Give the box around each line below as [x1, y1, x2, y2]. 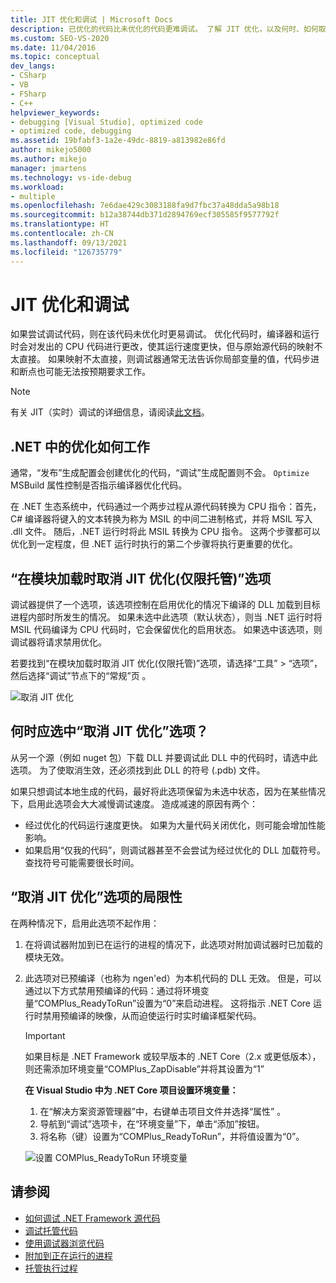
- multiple [10, 191, 56, 201]
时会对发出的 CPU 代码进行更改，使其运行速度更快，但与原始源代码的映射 [10, 341, 315, 353]
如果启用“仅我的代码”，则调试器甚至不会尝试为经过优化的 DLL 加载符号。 [24, 844, 326, 856]
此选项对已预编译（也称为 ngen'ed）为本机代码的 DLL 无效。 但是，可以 [24, 972, 322, 984]
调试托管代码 [24, 1224, 78, 1236]
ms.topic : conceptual [10, 52, 101, 62]
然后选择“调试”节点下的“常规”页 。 [10, 670, 152, 682]
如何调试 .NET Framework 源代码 [24, 1212, 161, 1224]
